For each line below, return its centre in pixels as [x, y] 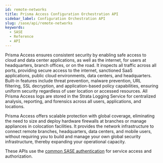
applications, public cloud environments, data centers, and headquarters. [78, 75]
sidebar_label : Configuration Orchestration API [55, 18]
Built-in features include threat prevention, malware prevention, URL [73, 81]
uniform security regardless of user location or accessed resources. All [76, 91]
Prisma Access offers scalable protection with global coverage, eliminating [80, 116]
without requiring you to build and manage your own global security [73, 136]
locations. [15, 106]
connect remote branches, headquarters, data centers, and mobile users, [79, 131]
